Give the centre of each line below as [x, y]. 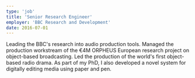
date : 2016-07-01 [27, 28]
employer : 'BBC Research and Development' [58, 22]
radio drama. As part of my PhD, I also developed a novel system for [104, 63]
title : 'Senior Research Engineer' [49, 17]
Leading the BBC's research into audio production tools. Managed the [90, 44]
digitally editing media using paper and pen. [59, 69]
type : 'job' [20, 11]
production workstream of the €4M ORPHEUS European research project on [98, 51]
